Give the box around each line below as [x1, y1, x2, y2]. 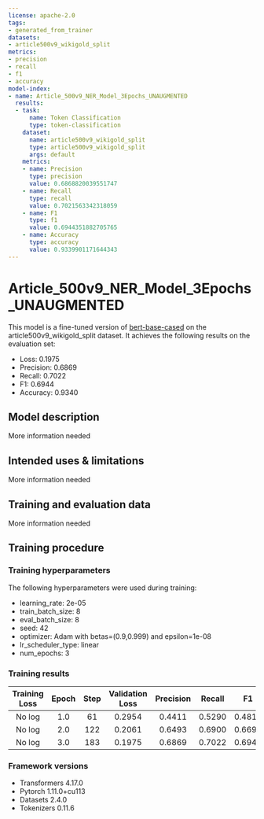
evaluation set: [8, 339, 56, 349]
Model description [8, 410, 100, 423]
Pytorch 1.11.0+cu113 [19, 787, 86, 796]
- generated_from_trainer [8, 26, 93, 34]
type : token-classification [28, 121, 122, 129]
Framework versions [8, 760, 89, 771]
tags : [8, 19, 26, 27]
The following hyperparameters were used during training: [8, 583, 197, 592]
